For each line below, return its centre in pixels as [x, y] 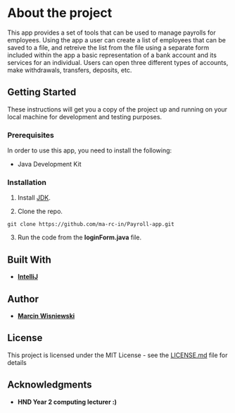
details [17, 362]
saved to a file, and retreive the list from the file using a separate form [108, 47]
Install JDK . [34, 198]
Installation [27, 182]
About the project [60, 13]
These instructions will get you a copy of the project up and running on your [117, 109]
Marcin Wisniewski [46, 316]
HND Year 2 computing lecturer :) [67, 402]
